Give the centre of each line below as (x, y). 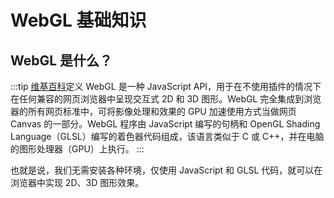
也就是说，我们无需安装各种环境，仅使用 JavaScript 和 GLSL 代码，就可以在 (166, 170)
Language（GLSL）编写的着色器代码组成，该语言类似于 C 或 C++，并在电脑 (167, 136)
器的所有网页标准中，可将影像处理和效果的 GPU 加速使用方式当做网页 (153, 111)
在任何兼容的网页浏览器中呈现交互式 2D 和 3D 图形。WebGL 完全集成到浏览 (166, 99)
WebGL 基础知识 (78, 20)
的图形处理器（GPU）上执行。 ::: (77, 149)
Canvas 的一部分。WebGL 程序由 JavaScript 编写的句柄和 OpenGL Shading (165, 124)
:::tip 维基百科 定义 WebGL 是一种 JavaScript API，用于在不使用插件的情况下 (166, 86)
